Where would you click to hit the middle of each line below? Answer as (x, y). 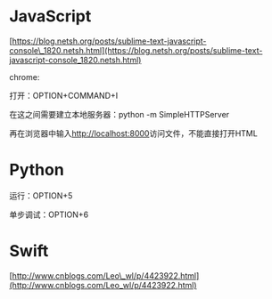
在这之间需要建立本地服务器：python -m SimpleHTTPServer (120, 114)
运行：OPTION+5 (41, 195)
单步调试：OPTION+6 (49, 214)
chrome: (25, 77)
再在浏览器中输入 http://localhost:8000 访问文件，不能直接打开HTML (134, 133)
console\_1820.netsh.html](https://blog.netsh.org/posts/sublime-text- (136, 50)
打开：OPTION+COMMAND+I (64, 95)
